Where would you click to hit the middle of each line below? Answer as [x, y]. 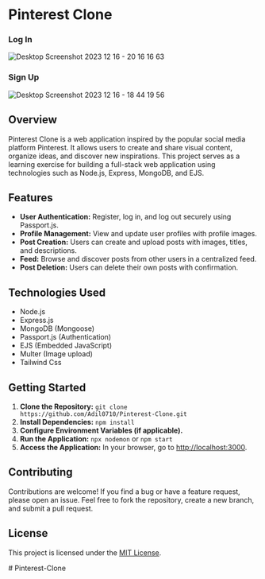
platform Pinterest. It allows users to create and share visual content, [120, 147]
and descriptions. [48, 251]
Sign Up [24, 77]
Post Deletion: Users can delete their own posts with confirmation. [129, 267]
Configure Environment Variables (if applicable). [101, 430]
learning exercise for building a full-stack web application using [112, 164]
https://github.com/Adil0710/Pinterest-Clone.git [104, 414]
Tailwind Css [40, 363]
